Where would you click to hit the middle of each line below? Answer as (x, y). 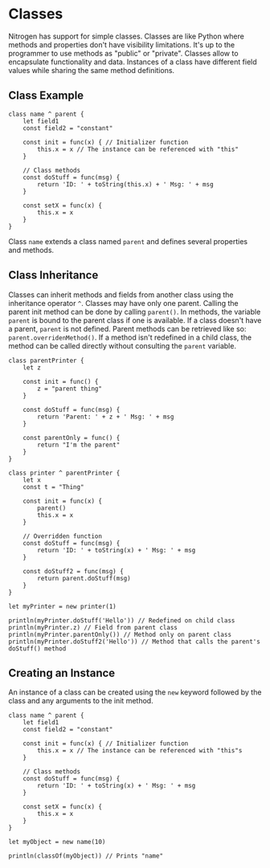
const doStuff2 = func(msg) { (74, 571)
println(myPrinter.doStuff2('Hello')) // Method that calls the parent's (135, 642)
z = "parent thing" (70, 389)
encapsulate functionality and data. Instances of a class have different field (133, 62)
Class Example (46, 96)
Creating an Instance (62, 672)
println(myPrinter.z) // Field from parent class (93, 627)
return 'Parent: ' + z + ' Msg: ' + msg (106, 417)
